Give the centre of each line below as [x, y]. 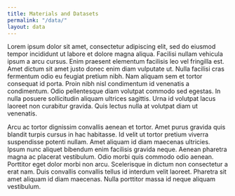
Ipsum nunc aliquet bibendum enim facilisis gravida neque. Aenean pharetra [117, 149]
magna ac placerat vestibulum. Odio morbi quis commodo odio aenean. [110, 157]
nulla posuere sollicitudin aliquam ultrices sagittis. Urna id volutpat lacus [112, 99]
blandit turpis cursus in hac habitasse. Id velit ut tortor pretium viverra [108, 134]
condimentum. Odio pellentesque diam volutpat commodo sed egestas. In [114, 91]
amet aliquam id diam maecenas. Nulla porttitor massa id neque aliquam [112, 179]
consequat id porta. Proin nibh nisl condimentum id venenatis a [98, 84]
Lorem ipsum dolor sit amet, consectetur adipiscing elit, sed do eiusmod [112, 47]
